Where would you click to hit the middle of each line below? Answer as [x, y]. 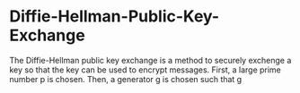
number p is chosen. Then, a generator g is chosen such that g [126, 79]
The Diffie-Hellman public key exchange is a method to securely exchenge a [150, 60]
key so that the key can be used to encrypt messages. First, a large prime [145, 70]
